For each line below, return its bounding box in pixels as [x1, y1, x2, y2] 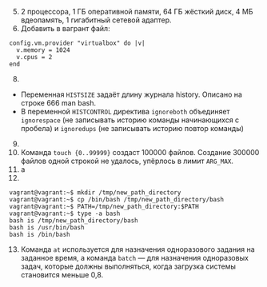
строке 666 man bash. [20, 98, 97, 107]
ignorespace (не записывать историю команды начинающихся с [20, 115, 240, 125]
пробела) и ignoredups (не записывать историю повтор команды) [20, 124, 245, 133]
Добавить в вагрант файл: [20, 24, 110, 33]
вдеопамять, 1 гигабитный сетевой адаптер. [20, 15, 172, 25]
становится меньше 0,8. [20, 270, 104, 279]
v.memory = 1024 [16, 46, 70, 54]
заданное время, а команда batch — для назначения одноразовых [20, 253, 249, 262]
